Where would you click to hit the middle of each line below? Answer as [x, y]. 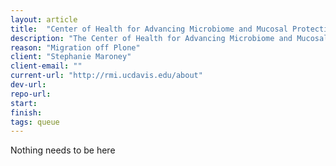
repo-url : [31, 94]
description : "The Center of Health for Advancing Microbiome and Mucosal [169, 38]
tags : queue [35, 122]
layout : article [44, 19]
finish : [26, 112]
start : [24, 103]
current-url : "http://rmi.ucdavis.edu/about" [106, 76]
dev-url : [28, 85]
